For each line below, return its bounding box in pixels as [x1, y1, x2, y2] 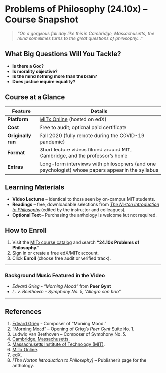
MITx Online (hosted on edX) [40, 116, 107, 123]
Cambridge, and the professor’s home [40, 152, 128, 159]
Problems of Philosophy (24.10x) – [5, 3, 148, 15]
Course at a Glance [5, 93, 65, 102]
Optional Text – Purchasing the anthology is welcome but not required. [12, 212, 157, 218]
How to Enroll [5, 226, 47, 235]
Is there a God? [12, 63, 44, 69]
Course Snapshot [5, 14, 78, 25]
